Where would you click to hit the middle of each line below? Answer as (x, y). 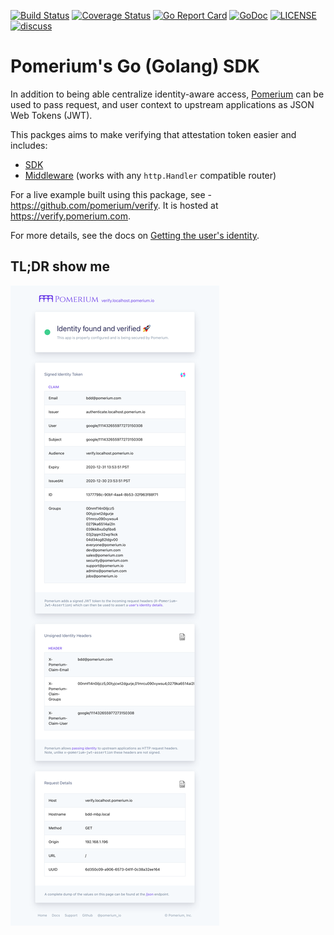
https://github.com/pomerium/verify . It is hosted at (114, 205)
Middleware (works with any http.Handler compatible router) (150, 175)
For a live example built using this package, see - (111, 194)
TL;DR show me (60, 266)
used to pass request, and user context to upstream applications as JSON (162, 104)
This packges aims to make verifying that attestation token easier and (153, 134)
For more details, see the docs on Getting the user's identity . (135, 235)
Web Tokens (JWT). (51, 115)
